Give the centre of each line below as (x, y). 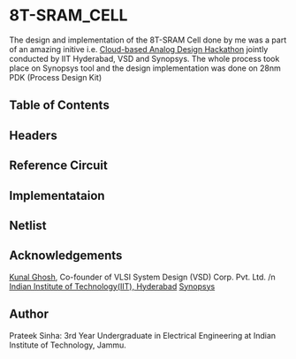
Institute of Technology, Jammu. (68, 345)
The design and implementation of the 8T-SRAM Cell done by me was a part (148, 40)
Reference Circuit (58, 166)
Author (29, 314)
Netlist (28, 225)
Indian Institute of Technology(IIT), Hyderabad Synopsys (112, 286)
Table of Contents (60, 106)
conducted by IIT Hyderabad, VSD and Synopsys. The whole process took (144, 58)
